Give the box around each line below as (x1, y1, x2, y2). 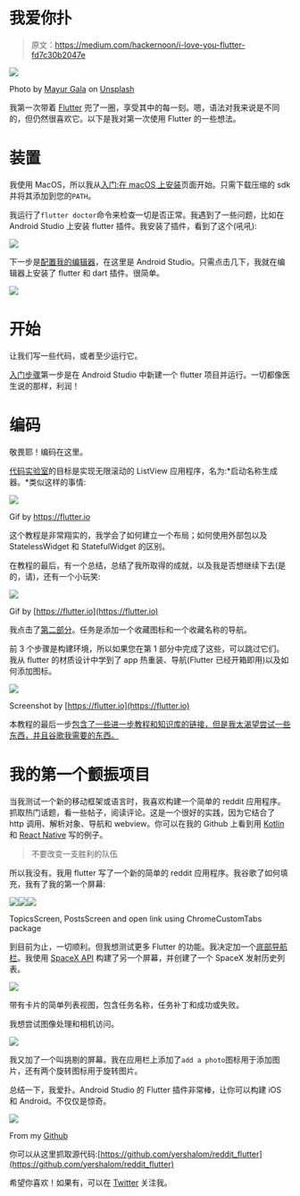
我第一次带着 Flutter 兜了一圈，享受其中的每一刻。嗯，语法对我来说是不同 (9, 102, 280, 113)
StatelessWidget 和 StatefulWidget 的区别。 (9, 540, 170, 551)
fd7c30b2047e (30, 49, 87, 60)
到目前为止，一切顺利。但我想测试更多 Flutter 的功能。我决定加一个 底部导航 (9, 941, 288, 952)
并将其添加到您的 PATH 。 (9, 190, 96, 201)
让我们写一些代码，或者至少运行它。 (9, 350, 143, 360)
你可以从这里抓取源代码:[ (9, 1149, 101, 1159)
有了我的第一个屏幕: (32, 878, 106, 889)
